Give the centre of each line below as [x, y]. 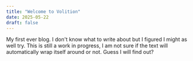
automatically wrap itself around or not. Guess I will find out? [80, 52]
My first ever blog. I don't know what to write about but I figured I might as [97, 40]
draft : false [22, 23]
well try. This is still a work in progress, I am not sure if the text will [87, 46]
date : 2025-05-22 [28, 17]
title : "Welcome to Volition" [44, 12]
